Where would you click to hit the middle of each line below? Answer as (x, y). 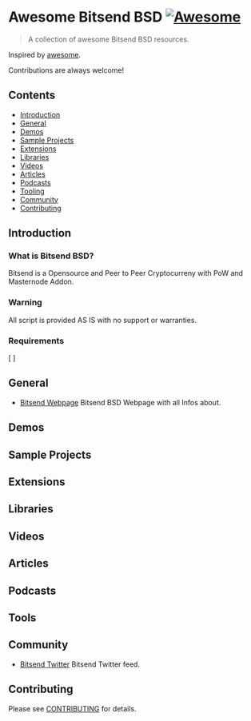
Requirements (36, 341)
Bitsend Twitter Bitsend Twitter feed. (80, 664)
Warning (25, 302)
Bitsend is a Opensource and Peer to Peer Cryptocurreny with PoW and (126, 273)
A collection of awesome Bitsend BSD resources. (108, 39)
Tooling (32, 191)
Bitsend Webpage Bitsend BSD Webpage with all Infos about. (120, 402)
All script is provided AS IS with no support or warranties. (103, 320)
